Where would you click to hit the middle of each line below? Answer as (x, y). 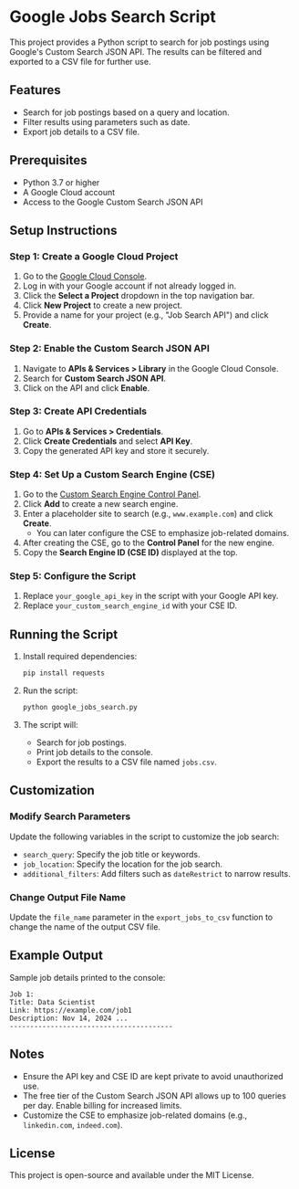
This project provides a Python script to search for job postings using (139, 42)
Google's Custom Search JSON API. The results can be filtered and (136, 51)
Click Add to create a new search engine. (100, 504)
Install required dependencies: (80, 657)
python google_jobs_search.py (80, 708)
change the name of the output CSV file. (85, 926)
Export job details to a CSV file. (81, 132)
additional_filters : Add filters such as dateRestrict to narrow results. (156, 873)
